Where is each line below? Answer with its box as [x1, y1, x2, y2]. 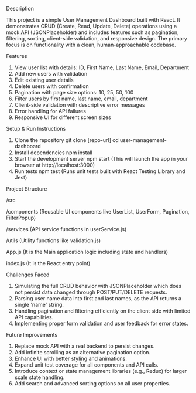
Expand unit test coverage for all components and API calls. [14, 361, 159, 368]
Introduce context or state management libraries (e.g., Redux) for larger [14, 368, 187, 374]
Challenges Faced [6, 271, 50, 278]
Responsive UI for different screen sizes [14, 114, 111, 121]
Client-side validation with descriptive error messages [14, 101, 145, 108]
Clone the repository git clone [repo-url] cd [14, 137, 119, 143]
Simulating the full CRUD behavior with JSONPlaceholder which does [14, 283, 182, 289]
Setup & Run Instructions [6, 126, 66, 132]
